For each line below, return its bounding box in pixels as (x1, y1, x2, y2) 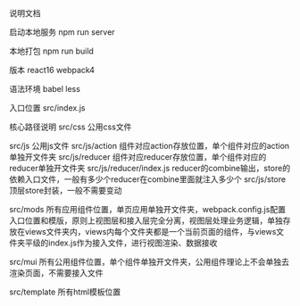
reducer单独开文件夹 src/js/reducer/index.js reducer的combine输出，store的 (9, 163, 291, 173)
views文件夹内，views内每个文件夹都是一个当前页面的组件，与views (24, 227, 277, 236)
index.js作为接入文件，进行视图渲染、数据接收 (47, 237, 218, 248)
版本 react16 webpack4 (9, 65, 96, 75)
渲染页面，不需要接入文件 (9, 268, 104, 278)
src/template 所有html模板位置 (9, 286, 121, 297)
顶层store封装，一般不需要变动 (9, 186, 122, 195)
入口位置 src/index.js (9, 103, 86, 113)
